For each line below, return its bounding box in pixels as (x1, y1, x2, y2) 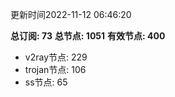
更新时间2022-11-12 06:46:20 (10, 9, 132, 20)
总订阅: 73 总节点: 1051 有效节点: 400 (10, 30, 166, 42)
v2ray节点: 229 (24, 51, 88, 63)
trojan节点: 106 (24, 64, 87, 75)
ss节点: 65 (24, 76, 68, 88)
